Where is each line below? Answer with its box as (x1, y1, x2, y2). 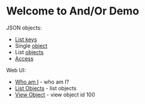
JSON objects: (6, 24, 42, 31)
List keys (14, 35, 37, 43)
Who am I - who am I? (14, 78, 70, 85)
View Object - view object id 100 (14, 91, 95, 98)
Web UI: (6, 66, 26, 73)
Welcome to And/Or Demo (6, 4, 140, 18)
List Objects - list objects (14, 84, 77, 91)
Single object (14, 42, 48, 49)
